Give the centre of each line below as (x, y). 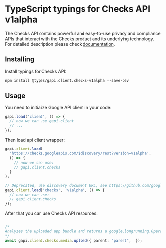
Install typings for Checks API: (36, 71)
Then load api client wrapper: (35, 140)
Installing (20, 60)
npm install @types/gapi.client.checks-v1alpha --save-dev (67, 80)
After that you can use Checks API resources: (51, 213)
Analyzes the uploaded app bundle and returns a (56, 231)
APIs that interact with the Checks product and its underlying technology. (80, 39)
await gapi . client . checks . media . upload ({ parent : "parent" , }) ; (74, 241)
